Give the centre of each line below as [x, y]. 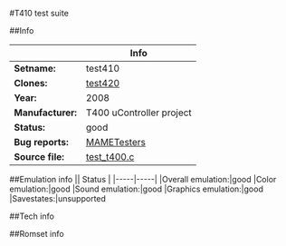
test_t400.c [110, 157]
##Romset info [37, 234]
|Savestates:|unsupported [58, 198]
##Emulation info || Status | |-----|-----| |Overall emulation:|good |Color [143, 179]
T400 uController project [138, 113]
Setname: [35, 69]
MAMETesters [116, 142]
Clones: [31, 83]
